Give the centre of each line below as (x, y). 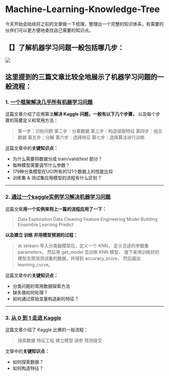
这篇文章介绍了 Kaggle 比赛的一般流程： (47, 330)
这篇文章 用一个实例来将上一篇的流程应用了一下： (56, 209)
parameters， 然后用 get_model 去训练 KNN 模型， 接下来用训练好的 (89, 252)
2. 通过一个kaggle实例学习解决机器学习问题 (58, 197)
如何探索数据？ (28, 362)
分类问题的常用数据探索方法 (41, 286)
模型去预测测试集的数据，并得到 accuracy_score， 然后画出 (79, 258)
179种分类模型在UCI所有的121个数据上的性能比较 (63, 172)
